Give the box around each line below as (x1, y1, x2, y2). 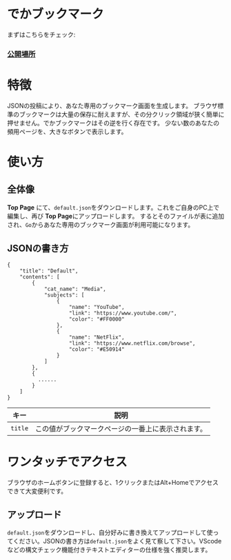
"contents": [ (19, 273, 60, 280)
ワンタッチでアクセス (7, 454, 128, 470)
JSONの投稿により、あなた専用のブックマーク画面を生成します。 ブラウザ (7, 101, 218, 110)
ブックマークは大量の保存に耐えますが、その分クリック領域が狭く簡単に (19, 110, 225, 118)
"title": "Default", (19, 267, 79, 274)
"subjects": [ (43, 291, 85, 299)
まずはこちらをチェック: (7, 30, 76, 39)
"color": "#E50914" (68, 346, 125, 352)
